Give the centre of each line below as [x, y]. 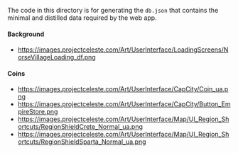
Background [26, 34]
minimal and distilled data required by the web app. [82, 18]
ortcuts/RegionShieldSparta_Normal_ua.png [82, 142]
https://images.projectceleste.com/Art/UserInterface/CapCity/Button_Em [124, 104]
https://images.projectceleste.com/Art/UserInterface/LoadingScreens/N [123, 50]
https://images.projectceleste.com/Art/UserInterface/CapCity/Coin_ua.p [123, 89]
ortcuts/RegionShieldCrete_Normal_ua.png [80, 127]
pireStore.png [38, 112]
